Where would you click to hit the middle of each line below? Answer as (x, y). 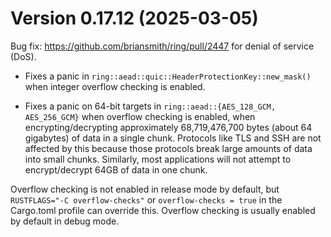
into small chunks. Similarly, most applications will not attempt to (158, 159)
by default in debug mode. (65, 221)
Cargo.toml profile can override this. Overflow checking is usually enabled (163, 210)
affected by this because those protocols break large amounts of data (168, 148)
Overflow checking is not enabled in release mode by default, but (145, 189)
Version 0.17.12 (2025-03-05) (134, 18)
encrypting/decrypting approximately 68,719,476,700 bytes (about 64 (168, 127)
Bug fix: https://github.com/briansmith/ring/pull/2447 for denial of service (162, 46)
